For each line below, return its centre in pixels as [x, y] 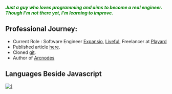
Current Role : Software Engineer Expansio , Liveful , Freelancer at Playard [90, 41]
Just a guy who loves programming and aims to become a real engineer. [84, 7]
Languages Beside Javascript [53, 74]
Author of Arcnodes [34, 58]
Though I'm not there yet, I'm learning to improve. [59, 13]
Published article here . [36, 47]
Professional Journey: [41, 29]
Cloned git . [24, 52]
